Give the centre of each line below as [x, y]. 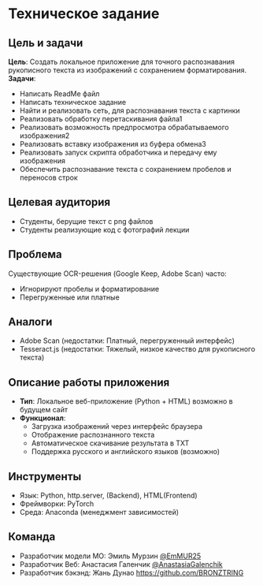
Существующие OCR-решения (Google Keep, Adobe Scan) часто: [117, 274]
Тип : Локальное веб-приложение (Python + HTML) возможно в [126, 401]
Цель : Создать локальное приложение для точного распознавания [121, 61]
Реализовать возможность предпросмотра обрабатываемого [124, 127]
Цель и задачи [46, 43]
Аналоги [30, 322]
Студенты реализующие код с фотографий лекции [104, 229]
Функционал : [43, 418]
